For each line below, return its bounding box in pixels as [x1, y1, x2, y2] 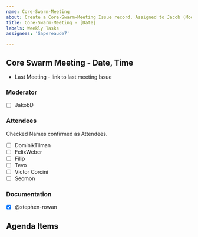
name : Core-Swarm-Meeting [6, 8, 70, 15]
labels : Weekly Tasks [6, 25, 60, 31]
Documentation [6, 190, 52, 198]
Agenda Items [6, 221, 59, 231]
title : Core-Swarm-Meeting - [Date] [6, 20, 96, 25]
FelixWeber [14, 148, 42, 155]
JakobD [14, 102, 34, 109]
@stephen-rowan [14, 203, 57, 210]
